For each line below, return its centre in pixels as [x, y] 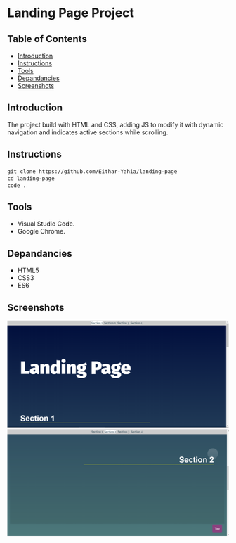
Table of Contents [47, 39]
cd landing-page [31, 178]
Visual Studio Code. [46, 224]
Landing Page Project [71, 13]
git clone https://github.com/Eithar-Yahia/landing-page [92, 171]
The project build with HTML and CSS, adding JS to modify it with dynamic [116, 124]
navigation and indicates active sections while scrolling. [88, 132]
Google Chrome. [41, 231]
